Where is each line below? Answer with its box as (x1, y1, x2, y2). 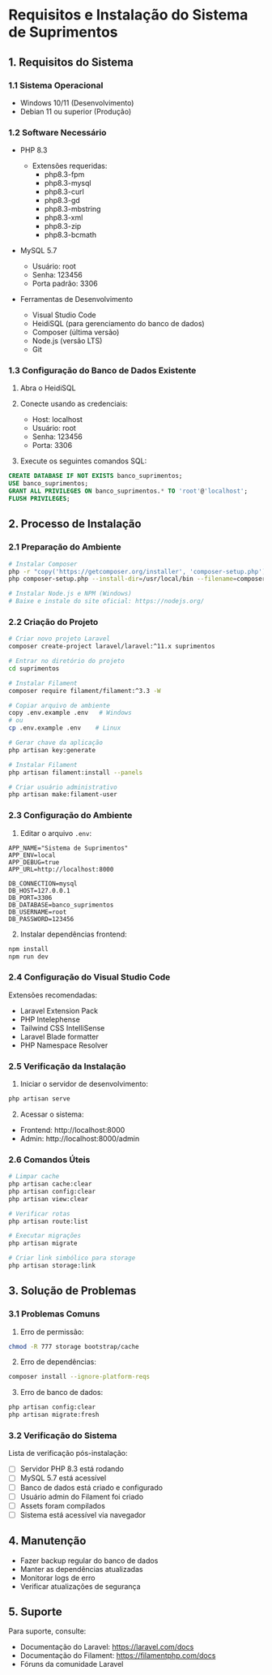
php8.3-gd (44, 196, 81, 205)
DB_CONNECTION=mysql (8, 879, 79, 888)
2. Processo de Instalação (8, 517, 142, 531)
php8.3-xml (44, 213, 83, 222)
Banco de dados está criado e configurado (19, 1483, 164, 1492)
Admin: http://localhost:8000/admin (19, 1134, 140, 1143)
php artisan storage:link (8, 1262, 96, 1270)
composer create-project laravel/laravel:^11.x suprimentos (8, 643, 216, 651)
